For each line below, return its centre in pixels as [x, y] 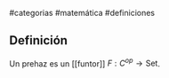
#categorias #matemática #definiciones [82, 13]
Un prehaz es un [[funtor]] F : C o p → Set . [84, 63]
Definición [39, 40]
